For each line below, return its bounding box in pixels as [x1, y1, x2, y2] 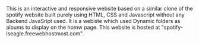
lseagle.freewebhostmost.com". [6, 30, 84, 37]
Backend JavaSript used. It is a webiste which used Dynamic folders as [6, 18, 181, 24]
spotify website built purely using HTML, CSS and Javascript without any [6, 11, 185, 18]
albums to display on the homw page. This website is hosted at [6, 24, 160, 31]
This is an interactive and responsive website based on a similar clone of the [6, 5, 193, 12]
